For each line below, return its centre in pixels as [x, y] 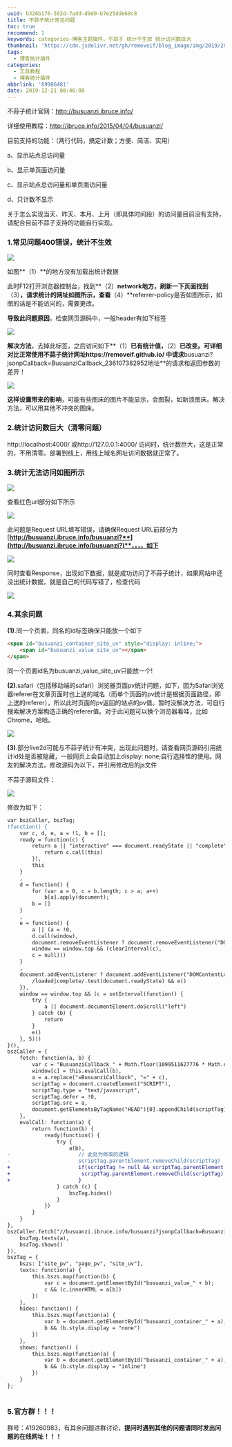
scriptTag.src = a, [60, 1103]
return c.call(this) [74, 852]
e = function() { [45, 923]
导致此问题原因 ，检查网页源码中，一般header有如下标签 [87, 318]
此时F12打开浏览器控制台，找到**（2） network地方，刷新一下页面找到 [108, 286]
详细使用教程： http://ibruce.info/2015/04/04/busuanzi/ [85, 126]
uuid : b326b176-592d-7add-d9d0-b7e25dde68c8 [72, 13]
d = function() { [45, 885]
